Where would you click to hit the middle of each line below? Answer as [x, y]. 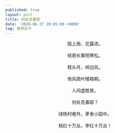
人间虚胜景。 [85, 91]
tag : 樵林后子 [18, 29]
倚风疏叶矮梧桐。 [85, 79]
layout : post [19, 15]
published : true [22, 10]
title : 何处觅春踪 [23, 19]
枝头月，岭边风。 [85, 67]
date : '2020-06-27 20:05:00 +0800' [43, 24]
